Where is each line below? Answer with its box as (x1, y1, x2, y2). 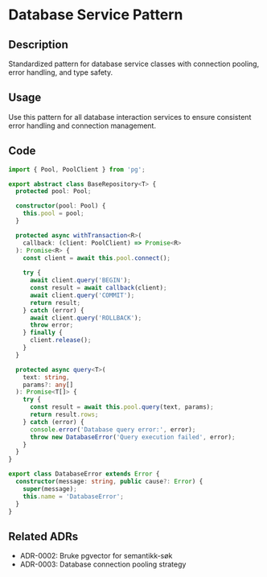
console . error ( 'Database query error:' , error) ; (29, 425, 196, 434)
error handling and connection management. (8, 121, 157, 130)
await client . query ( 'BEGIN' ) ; (29, 276, 131, 285)
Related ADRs (8, 530, 79, 543)
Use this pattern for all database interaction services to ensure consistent (8, 112, 252, 122)
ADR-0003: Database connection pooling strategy (19, 559, 187, 569)
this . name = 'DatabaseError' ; (23, 493, 125, 501)
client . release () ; (29, 336, 92, 344)
